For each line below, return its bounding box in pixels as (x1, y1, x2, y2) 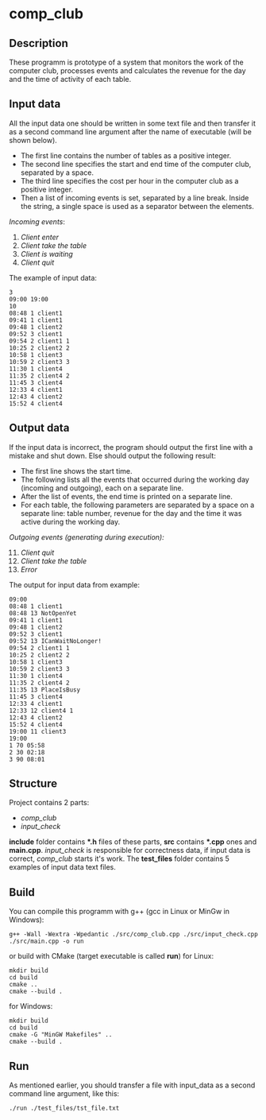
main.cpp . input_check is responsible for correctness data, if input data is (9, 846, 251, 855)
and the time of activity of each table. (9, 75, 132, 83)
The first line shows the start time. (20, 466, 133, 475)
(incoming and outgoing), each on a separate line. (20, 482, 184, 493)
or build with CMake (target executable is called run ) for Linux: (9, 951, 214, 961)
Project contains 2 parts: (9, 798, 90, 808)
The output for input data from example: (9, 579, 140, 589)
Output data (9, 421, 70, 435)
